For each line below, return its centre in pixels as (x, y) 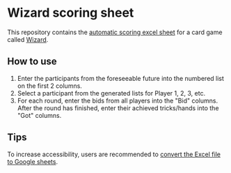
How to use (32, 62)
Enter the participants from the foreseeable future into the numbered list (121, 78)
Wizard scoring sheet (71, 13)
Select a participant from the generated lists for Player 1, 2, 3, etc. (111, 93)
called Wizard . (28, 39)
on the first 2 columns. (49, 86)
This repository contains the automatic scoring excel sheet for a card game (115, 32)
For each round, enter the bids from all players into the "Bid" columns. (117, 100)
